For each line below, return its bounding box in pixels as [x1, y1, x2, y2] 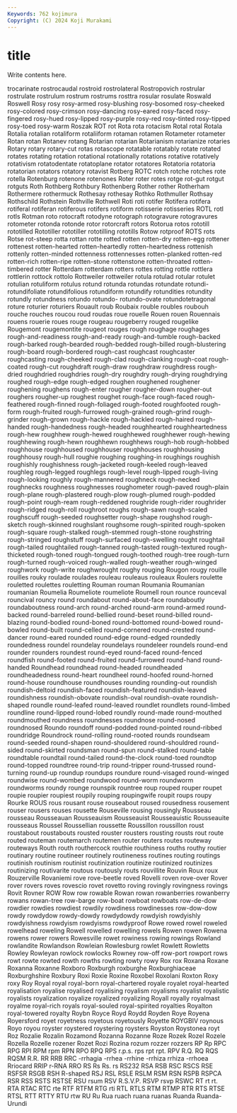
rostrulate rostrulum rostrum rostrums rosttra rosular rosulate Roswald [7, 92, 212, 100]
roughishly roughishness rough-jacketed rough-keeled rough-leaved [7, 461, 208, 469]
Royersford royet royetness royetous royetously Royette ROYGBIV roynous [7, 1017, 224, 1025]
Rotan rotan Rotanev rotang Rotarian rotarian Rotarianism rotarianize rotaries [7, 137, 231, 146]
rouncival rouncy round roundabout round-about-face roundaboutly [7, 596, 205, 604]
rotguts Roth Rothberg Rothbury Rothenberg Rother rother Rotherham [7, 182, 210, 191]
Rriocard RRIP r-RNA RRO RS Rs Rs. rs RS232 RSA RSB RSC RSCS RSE [7, 1062, 214, 1071]
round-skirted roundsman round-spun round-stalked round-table [25, 746, 214, 754]
